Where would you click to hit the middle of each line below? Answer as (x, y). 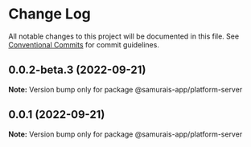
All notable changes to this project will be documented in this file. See (124, 36)
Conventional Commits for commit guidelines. (84, 44)
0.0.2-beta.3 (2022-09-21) (77, 70)
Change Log (49, 14)
